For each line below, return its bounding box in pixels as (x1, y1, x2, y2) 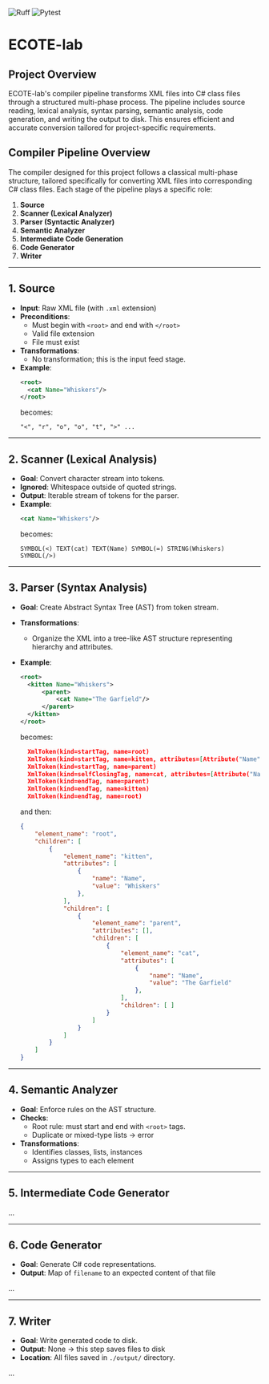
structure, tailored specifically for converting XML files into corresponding (8, 176, 252, 185)
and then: (19, 807, 52, 816)
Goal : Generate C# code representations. (19, 1260, 157, 1269)
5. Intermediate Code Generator (8, 1187, 170, 1200)
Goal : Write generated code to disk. (19, 1336, 138, 1346)
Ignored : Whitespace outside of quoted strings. (19, 482, 177, 492)
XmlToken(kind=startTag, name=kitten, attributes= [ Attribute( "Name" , (27, 755, 264, 763)
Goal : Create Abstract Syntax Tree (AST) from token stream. (19, 602, 219, 612)
